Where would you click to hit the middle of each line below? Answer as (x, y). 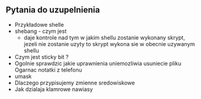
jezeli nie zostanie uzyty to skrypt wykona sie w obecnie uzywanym (109, 44)
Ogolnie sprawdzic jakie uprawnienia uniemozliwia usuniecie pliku (98, 63)
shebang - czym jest (40, 31)
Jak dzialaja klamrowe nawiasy (54, 89)
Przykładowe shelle (39, 24)
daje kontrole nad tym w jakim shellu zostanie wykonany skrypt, (104, 37)
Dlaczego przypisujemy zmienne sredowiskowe (75, 83)
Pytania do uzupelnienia (53, 10)
